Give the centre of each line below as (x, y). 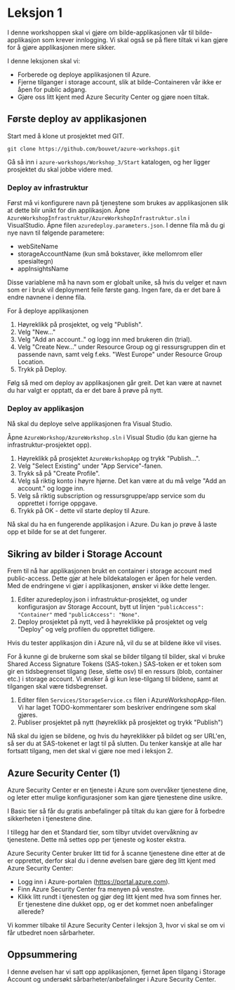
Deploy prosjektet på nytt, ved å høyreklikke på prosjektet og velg (112, 622)
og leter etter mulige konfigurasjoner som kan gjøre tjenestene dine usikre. (115, 797)
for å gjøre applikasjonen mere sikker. (61, 47)
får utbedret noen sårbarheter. (51, 932)
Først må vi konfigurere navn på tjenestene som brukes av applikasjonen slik (118, 203)
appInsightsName (43, 269)
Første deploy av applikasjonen (77, 119)
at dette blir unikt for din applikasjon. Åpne (68, 210)
